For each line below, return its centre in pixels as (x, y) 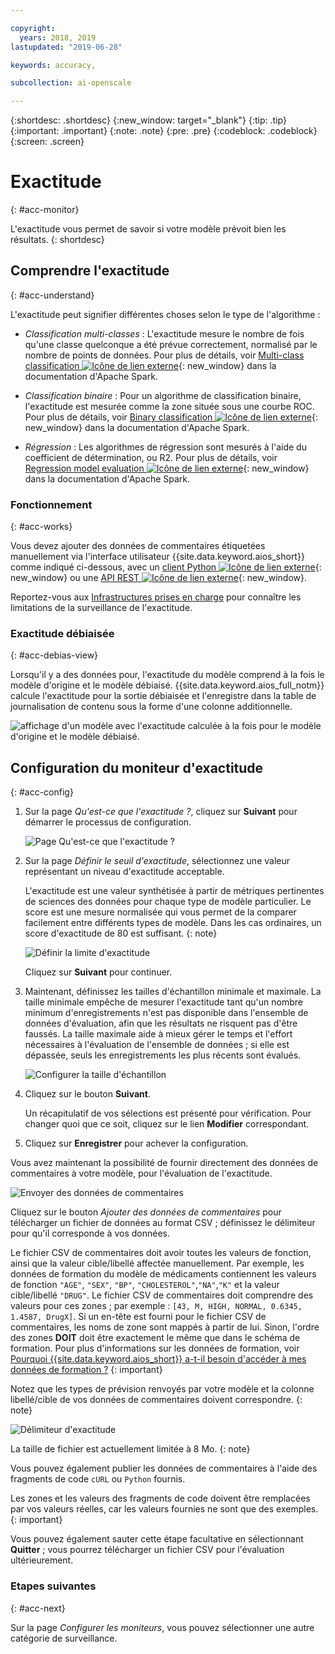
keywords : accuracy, (53, 65)
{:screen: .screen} (47, 142)
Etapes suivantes (53, 1586)
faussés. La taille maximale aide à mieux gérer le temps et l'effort (158, 1034)
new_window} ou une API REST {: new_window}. (159, 578)
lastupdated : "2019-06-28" (66, 47)
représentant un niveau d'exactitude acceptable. (124, 872)
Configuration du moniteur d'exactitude (137, 767)
